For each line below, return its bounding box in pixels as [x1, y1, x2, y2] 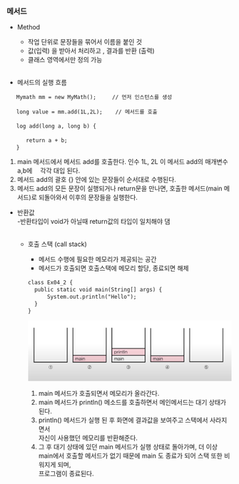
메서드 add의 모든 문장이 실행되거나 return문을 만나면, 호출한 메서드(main [16, 184, 223, 193]
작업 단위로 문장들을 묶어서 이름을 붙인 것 [27, 38, 143, 46]
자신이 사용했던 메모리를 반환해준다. [38, 433, 138, 442]
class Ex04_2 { [27, 279, 73, 287]
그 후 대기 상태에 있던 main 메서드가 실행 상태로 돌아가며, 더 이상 [38, 442, 218, 450]
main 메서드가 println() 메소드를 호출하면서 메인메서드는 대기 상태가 [38, 398, 226, 406]
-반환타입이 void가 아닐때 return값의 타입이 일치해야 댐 [16, 217, 171, 226]
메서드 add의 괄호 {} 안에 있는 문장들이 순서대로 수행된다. [16, 175, 176, 184]
